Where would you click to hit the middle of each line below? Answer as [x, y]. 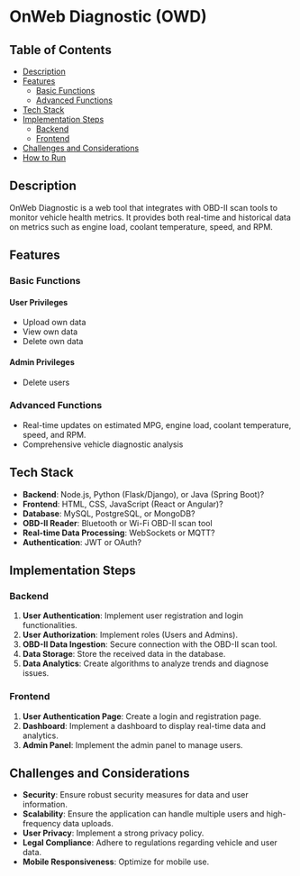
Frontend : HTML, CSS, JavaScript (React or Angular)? [123, 504]
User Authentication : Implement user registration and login [132, 616]
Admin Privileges [42, 361]
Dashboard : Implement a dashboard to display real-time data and [144, 725]
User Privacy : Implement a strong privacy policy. [113, 833]
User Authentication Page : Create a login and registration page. [142, 716]
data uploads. [88, 824]
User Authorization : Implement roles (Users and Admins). [130, 635]
